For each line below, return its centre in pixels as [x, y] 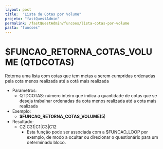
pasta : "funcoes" [23, 28]
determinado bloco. [46, 143]
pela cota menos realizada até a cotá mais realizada [57, 81]
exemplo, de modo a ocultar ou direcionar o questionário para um [92, 137]
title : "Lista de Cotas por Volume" [43, 14]
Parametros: [24, 90]
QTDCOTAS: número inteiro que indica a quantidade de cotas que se [88, 96]
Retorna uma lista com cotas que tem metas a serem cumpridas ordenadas [80, 76]
